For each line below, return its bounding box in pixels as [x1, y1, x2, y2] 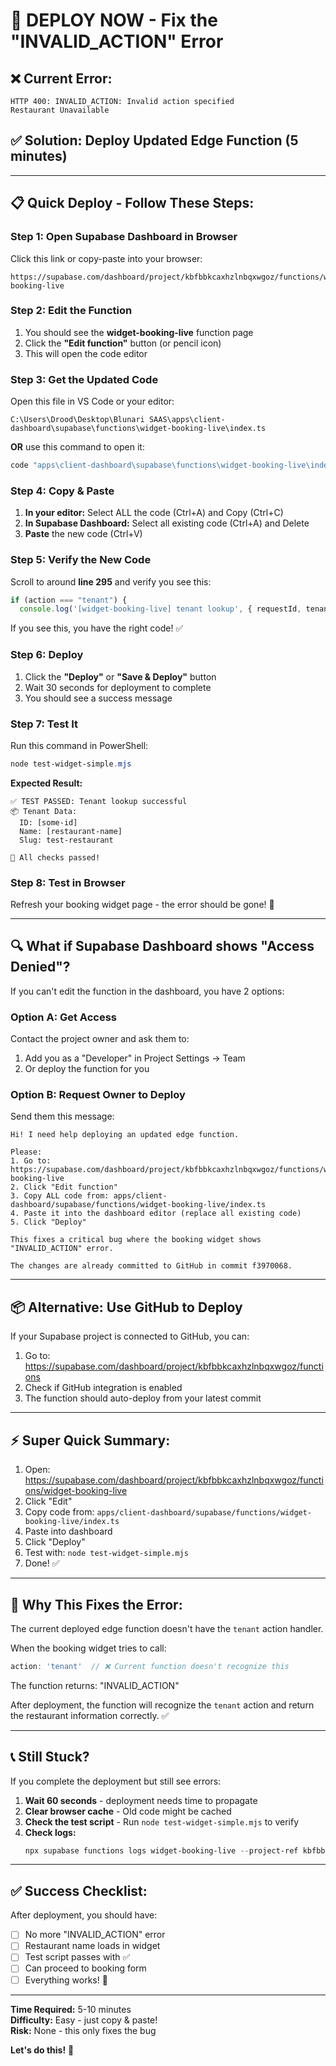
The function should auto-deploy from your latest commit [24, 1392, 262, 1404]
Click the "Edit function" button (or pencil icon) [24, 337, 222, 349]
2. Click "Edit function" [10, 1182, 118, 1193]
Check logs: [24, 1826, 77, 1838]
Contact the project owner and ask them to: [10, 1033, 190, 1045]
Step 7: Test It [10, 717, 79, 731]
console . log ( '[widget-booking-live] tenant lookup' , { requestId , [19, 604, 302, 614]
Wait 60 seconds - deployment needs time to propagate [24, 1794, 258, 1806]
